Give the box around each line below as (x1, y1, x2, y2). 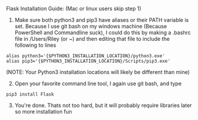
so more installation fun (14, 108, 72, 115)
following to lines (14, 41, 56, 48)
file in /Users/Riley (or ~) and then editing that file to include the (14, 35, 170, 42)
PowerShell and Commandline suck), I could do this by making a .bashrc (14, 29, 191, 36)
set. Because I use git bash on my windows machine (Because (14, 23, 167, 30)
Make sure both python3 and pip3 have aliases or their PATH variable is (14, 17, 189, 23)
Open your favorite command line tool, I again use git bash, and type (14, 80, 182, 87)
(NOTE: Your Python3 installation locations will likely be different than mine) (6, 69, 190, 76)
